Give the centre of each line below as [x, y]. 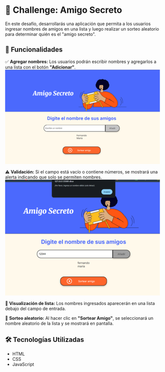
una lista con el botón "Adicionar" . [41, 67]
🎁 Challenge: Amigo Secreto [64, 10]
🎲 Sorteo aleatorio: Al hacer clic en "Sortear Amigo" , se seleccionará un [79, 318]
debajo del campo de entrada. [36, 309]
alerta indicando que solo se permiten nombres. [54, 177]
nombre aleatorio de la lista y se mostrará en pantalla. [59, 323]
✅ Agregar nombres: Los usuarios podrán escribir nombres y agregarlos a [81, 62]
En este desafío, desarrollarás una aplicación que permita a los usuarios [78, 24]
